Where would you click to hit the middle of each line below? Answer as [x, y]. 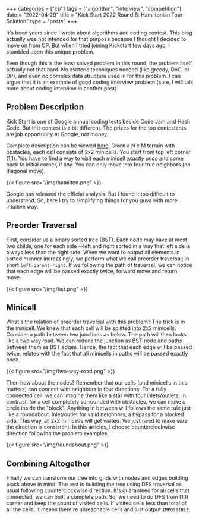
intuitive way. [22, 206]
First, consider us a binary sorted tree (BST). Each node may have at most [97, 240]
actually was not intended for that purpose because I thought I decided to [96, 39]
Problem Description [45, 107]
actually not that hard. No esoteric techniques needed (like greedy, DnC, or [98, 70]
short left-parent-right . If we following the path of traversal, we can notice [99, 265]
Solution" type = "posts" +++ [42, 21]
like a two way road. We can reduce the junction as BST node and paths [94, 341]
